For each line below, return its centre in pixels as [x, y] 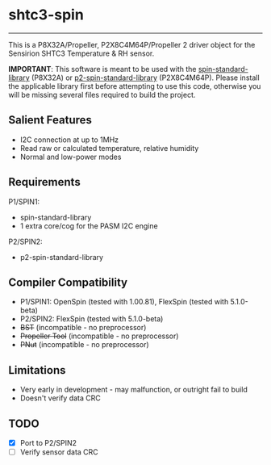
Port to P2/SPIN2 [48, 443]
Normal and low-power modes [71, 157]
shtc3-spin [46, 15]
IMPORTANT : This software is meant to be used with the [102, 69]
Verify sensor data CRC [59, 452]
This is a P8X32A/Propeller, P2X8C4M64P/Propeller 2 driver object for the [132, 44]
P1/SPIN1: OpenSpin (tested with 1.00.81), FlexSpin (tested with [124, 302]
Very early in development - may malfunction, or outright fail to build [134, 390]
